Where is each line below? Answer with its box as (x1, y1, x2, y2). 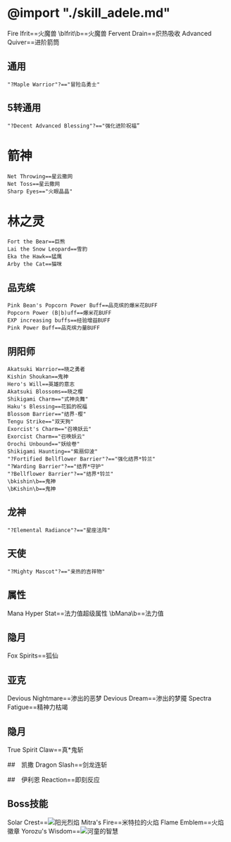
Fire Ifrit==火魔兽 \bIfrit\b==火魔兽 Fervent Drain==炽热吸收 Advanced (7, 29, 212, 37)
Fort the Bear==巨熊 (7, 238, 65, 246)
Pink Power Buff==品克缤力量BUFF (7, 325, 100, 332)
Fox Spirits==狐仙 (7, 651, 58, 660)
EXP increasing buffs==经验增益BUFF (7, 317, 111, 325)
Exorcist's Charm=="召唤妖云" (7, 426, 92, 433)
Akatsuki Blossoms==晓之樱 (7, 389, 83, 396)
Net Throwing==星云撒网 (7, 172, 73, 180)
